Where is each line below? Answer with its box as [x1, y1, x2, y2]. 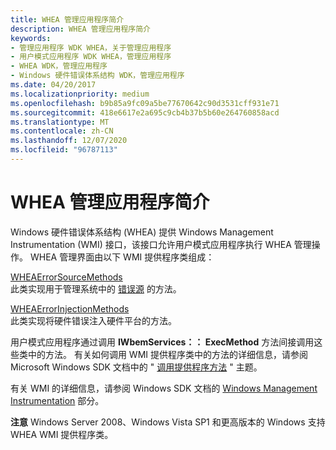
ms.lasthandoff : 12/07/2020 [10, 136, 128, 146]
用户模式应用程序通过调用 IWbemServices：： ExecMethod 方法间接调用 [10, 336, 315, 348]
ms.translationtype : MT [10, 117, 110, 127]
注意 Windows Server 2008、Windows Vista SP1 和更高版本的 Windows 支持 [10, 416, 326, 428]
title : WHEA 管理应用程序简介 [10, 14, 125, 25]
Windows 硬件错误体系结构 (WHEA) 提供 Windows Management [10, 226, 274, 238]
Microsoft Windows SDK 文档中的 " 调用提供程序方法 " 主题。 [10, 361, 263, 373]
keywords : [10, 33, 52, 43]
